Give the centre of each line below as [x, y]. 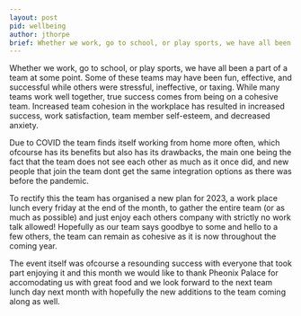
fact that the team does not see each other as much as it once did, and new [149, 162]
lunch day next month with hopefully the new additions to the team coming [147, 292]
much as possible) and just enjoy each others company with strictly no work [150, 217]
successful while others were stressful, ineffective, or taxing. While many [145, 87]
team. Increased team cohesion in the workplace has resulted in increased [147, 106]
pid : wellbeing [38, 26]
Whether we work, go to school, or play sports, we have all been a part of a [149, 68]
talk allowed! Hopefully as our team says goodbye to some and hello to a [144, 227]
